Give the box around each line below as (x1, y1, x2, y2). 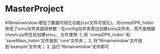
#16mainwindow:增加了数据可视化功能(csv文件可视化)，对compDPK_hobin (5, 20, 154, 25)
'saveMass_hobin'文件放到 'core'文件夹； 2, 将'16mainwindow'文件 (5, 37, 139, 43)
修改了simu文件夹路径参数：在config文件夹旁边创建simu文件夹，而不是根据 (5, 25, 156, 32)
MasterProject (5, 3, 64, 14)
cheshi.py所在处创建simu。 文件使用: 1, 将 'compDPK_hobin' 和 (5, 32, 131, 37)
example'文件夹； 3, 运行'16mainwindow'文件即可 (10, 43, 110, 49)
